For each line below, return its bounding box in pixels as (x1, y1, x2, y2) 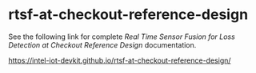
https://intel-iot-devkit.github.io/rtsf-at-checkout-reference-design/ (8, 56, 231, 65)
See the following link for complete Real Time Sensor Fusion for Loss (8, 32, 236, 41)
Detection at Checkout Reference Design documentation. (8, 40, 197, 49)
